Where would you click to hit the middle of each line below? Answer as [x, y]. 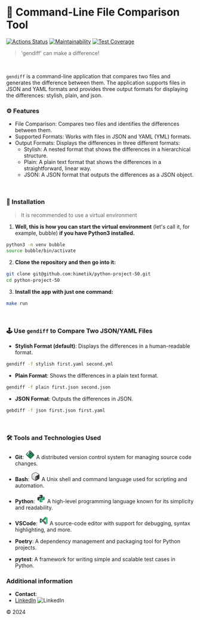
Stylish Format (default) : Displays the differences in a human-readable [102, 346]
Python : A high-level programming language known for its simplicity [104, 502]
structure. [36, 156]
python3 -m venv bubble [36, 245]
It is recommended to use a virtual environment [79, 215]
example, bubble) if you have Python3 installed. [75, 233]
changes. [26, 464]
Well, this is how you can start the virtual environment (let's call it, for [102, 226]
